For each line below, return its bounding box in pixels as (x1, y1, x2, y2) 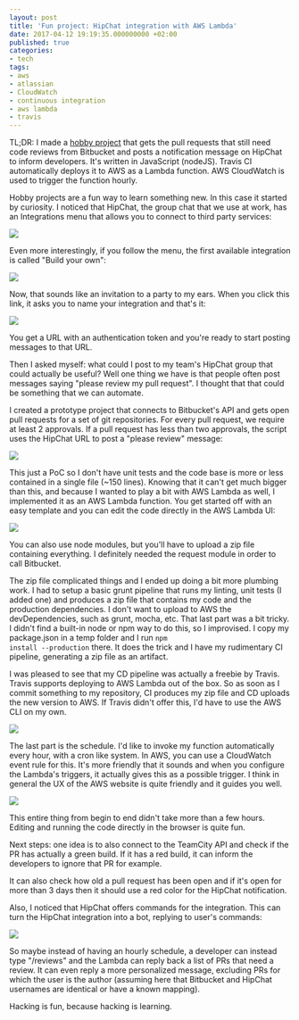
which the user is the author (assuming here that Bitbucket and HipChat (9, 974, 272, 985)
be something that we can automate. (9, 387, 145, 398)
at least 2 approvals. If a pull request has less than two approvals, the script (9, 424, 287, 435)
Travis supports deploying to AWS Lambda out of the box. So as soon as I (9, 678, 280, 689)
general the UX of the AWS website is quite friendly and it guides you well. (9, 778, 283, 790)
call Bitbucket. (9, 559, 62, 569)
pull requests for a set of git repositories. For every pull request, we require (9, 414, 286, 425)
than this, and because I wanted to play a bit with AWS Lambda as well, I (9, 486, 275, 497)
